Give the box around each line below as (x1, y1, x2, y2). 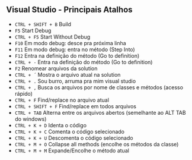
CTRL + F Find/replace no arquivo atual (14, 96, 110, 103)
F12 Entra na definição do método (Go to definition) (14, 52, 140, 59)
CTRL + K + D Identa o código (14, 121, 87, 128)
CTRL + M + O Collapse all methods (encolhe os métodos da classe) (14, 140, 179, 148)
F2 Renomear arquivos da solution (14, 65, 98, 72)
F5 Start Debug (14, 27, 52, 34)
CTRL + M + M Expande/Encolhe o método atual (14, 147, 129, 154)
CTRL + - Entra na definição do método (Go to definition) (14, 58, 153, 65)
